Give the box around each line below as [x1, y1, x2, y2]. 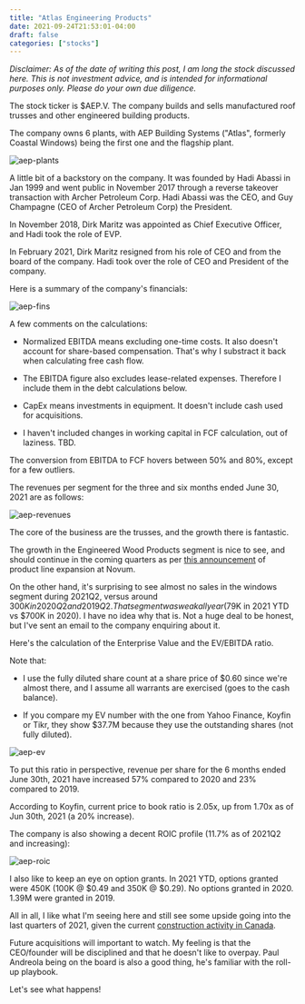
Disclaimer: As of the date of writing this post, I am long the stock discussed [9, 64, 295, 75]
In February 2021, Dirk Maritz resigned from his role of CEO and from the [9, 246, 281, 257]
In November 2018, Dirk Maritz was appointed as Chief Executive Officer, [9, 219, 282, 230]
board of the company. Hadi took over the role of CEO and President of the [9, 256, 289, 267]
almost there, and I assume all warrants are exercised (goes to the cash [22, 682, 290, 693]
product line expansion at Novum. [9, 564, 136, 575]
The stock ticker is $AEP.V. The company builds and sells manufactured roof [9, 101, 296, 112]
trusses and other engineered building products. [9, 110, 191, 121]
